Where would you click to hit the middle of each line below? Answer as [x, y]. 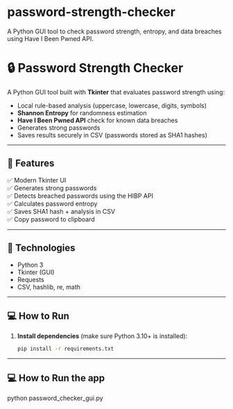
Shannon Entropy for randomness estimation [82, 112]
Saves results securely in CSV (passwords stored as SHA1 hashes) [112, 135]
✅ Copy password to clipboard [51, 219]
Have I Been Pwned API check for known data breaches [97, 120]
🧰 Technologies [41, 248]
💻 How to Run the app [56, 378]
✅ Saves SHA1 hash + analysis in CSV [61, 211]
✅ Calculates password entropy [52, 203]
